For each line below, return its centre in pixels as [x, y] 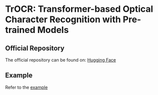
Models [53, 30]
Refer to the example [27, 87]
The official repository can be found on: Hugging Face [61, 60]
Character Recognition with [63, 19]
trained [20, 30]
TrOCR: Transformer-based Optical [79, 9]
